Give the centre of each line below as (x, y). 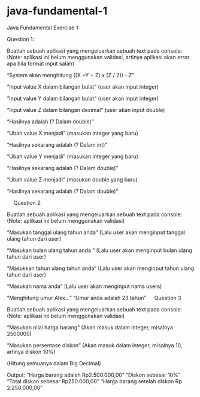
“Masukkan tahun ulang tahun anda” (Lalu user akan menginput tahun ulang (101, 268)
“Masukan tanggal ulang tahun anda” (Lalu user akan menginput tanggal (96, 232)
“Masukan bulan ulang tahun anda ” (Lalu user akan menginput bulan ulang (99, 250)
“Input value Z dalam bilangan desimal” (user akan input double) (86, 110)
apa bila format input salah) (40, 63)
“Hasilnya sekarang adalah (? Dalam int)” (57, 144)
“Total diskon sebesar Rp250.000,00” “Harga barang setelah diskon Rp (94, 381)
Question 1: (21, 39)
